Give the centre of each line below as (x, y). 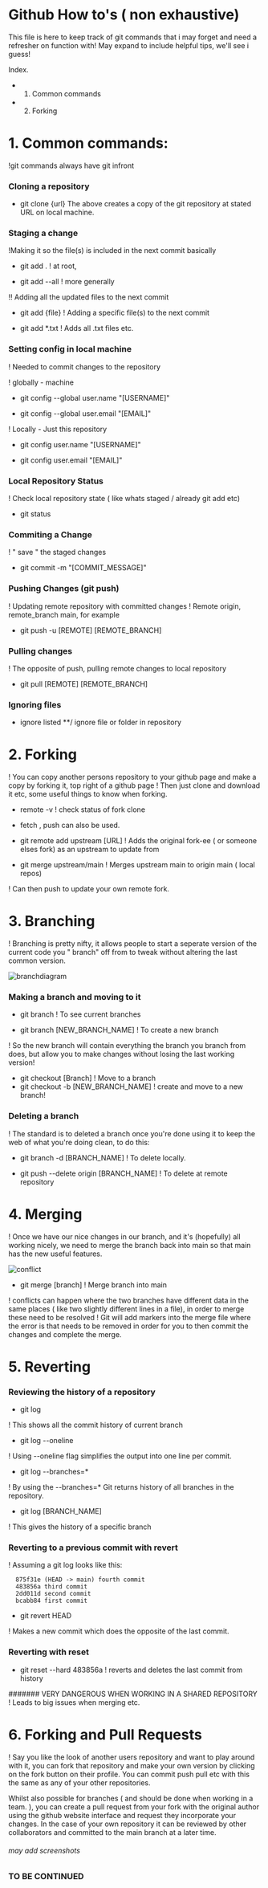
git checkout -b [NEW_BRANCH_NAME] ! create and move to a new (131, 1087)
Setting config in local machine (70, 349)
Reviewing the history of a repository (82, 1392)
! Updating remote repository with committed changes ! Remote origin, (125, 606)
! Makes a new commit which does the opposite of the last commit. (119, 1631)
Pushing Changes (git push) (64, 589)
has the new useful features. (55, 1254)
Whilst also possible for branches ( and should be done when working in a (131, 1798)
